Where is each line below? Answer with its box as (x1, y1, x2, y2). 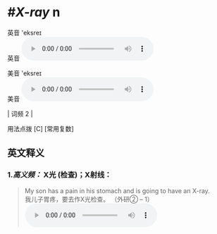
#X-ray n (7, 4, 61, 20)
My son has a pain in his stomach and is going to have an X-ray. (24, 186, 210, 195)
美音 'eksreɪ (7, 68, 42, 78)
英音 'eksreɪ (7, 28, 42, 37)
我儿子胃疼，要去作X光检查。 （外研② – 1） (24, 195, 154, 203)
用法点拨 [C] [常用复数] (7, 124, 74, 133)
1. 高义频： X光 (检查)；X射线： (7, 170, 112, 180)
